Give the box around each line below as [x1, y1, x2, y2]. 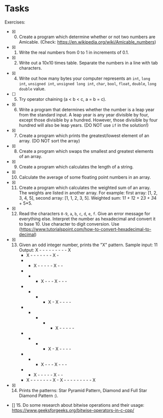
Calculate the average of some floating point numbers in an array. [19, 174, 151, 180]
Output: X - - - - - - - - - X [19, 247, 71, 253]
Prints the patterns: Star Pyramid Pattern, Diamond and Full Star [19, 387, 147, 393]
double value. [19, 86, 46, 92]
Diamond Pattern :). [19, 393, 59, 398]
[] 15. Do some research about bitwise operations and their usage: [11, 402, 144, 408]
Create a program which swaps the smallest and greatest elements [19, 148, 154, 154]
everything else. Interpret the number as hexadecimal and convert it [19, 216, 156, 222]
